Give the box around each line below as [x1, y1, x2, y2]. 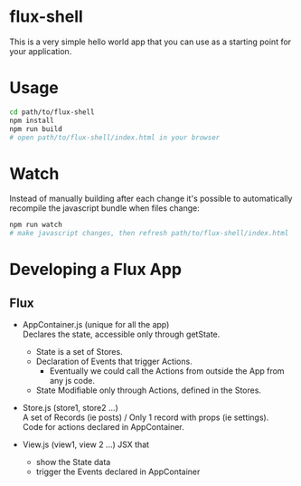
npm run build [9, 124, 63, 133]
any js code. [49, 376, 96, 386]
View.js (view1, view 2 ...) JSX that [22, 439, 150, 450]
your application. [9, 45, 72, 56]
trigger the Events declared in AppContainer [35, 466, 201, 477]
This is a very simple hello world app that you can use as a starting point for [9, 36, 292, 47]
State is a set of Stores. [35, 347, 124, 357]
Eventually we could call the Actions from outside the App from [49, 366, 285, 376]
